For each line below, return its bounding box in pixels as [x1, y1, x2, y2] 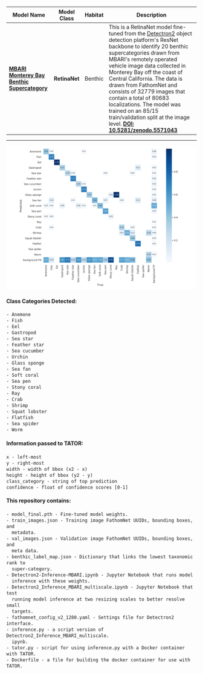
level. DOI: [108, 120, 134, 127]
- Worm [6, 427, 23, 433]
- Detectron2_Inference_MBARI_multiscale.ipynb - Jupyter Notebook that [6, 584, 193, 590]
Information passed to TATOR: [6, 440, 83, 447]
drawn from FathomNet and [108, 81, 178, 89]
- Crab [6, 397, 23, 403]
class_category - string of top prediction [6, 478, 118, 484]
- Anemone [6, 312, 31, 318]
